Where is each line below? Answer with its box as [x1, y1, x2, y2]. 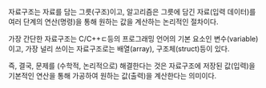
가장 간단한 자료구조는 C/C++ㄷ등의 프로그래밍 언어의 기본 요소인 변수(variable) [8, 34, 259, 43]
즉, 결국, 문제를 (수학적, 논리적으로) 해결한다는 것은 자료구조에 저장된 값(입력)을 [8, 61, 256, 70]
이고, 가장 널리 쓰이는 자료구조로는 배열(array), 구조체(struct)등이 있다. [8, 44, 230, 54]
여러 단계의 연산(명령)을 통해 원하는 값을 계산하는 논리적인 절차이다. [8, 17, 219, 26]
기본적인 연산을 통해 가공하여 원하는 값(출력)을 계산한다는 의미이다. [8, 71, 217, 80]
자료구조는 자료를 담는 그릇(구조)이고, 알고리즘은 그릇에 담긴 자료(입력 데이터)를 [8, 7, 256, 16]
